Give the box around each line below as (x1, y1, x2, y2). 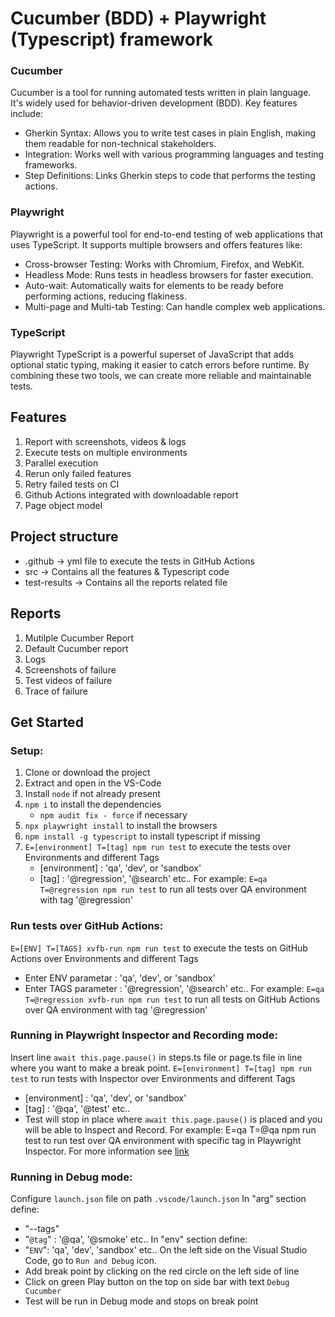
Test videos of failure (24, 674, 113, 686)
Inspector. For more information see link (24, 1145, 190, 1157)
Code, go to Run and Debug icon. (24, 1255, 157, 1267)
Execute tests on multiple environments (24, 446, 188, 458)
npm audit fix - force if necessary (39, 809, 188, 821)
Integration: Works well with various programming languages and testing (24, 148, 325, 161)
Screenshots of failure (24, 663, 117, 676)
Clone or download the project (24, 767, 151, 779)
